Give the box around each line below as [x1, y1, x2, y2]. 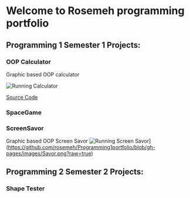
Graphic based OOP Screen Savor [6, 137, 89, 145]
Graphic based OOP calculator [6, 71, 80, 78]
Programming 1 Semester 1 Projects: [6, 40, 141, 50]
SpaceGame [6, 108, 42, 116]
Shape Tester [6, 184, 45, 193]
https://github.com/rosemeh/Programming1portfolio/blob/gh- [8, 144, 155, 151]
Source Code [6, 93, 38, 100]
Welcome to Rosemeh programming [6, 4, 185, 18]
